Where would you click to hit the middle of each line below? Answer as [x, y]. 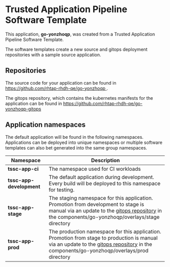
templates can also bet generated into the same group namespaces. [76, 147]
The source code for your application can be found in [61, 83]
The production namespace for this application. [105, 232]
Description [105, 160]
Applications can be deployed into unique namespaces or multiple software [84, 142]
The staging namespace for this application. [101, 198]
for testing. [62, 189]
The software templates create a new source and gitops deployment [76, 49]
